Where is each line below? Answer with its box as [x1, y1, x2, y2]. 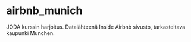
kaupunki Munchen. [6, 29, 55, 36]
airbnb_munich [6, 4, 83, 17]
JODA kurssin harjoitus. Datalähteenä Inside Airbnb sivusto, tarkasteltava [6, 23, 186, 30]
